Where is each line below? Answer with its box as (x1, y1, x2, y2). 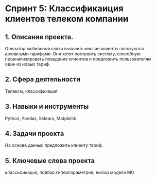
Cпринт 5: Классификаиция (5, 3, 124, 14)
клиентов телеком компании (5, 13, 129, 24)
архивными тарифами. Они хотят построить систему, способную (5, 51, 141, 57)
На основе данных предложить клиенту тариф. (5, 142, 103, 148)
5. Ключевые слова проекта (5, 157, 95, 165)
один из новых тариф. (5, 61, 50, 67)
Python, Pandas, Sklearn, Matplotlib (5, 115, 77, 121)
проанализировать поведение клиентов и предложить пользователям (5, 56, 152, 61)
